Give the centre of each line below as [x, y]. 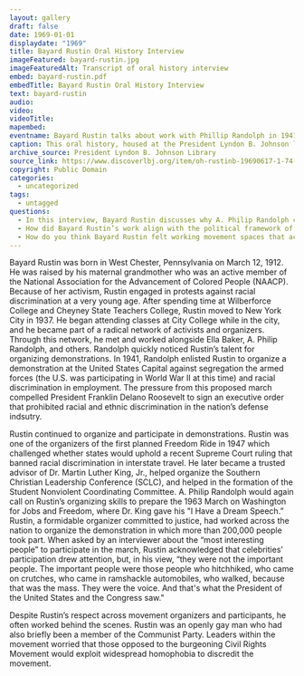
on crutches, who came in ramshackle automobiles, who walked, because [147, 579]
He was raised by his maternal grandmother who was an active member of [148, 272]
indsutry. [26, 417]
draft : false [34, 26]
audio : [22, 102]
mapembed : [28, 128]
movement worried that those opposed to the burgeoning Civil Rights [138, 644]
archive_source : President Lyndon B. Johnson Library [113, 152]
